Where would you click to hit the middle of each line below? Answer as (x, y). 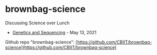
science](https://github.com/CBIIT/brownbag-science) (61, 47)
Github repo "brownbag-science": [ (41, 42)
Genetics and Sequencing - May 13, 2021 (54, 32)
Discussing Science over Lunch (37, 23)
